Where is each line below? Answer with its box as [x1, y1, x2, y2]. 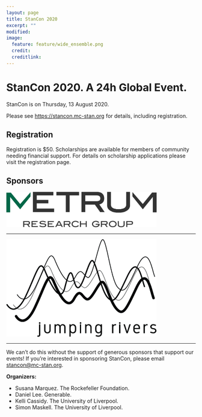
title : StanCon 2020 [6, 16, 58, 22]
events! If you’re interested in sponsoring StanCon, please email [6, 355, 165, 362]
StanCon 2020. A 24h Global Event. [6, 81, 188, 94]
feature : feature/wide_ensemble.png [11, 41, 103, 47]
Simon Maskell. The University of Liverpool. [14, 404, 123, 411]
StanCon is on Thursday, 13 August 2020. [6, 100, 109, 108]
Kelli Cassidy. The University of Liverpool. [14, 397, 118, 405]
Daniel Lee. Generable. [14, 391, 72, 398]
